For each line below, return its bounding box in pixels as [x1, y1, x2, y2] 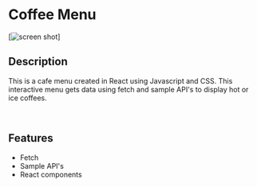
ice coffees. [8, 93, 48, 103]
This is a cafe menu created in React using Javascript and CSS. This [8, 76, 233, 85]
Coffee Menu [8, 6, 97, 24]
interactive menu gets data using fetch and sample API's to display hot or [8, 84, 249, 94]
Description [8, 55, 68, 68]
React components [19, 169, 82, 179]
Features [8, 131, 53, 145]
